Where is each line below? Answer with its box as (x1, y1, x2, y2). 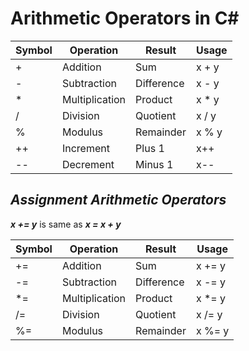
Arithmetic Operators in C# (10, 7, 240, 30)
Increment (61, 141, 110, 155)
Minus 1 (135, 157, 174, 171)
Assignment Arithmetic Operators (10, 192, 227, 209)
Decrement (61, 157, 115, 171)
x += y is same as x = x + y (10, 218, 122, 230)
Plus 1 (135, 141, 165, 155)
